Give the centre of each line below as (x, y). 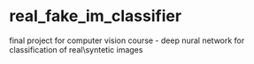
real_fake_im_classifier (96, 16)
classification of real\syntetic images (76, 49)
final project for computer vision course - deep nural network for (127, 40)
